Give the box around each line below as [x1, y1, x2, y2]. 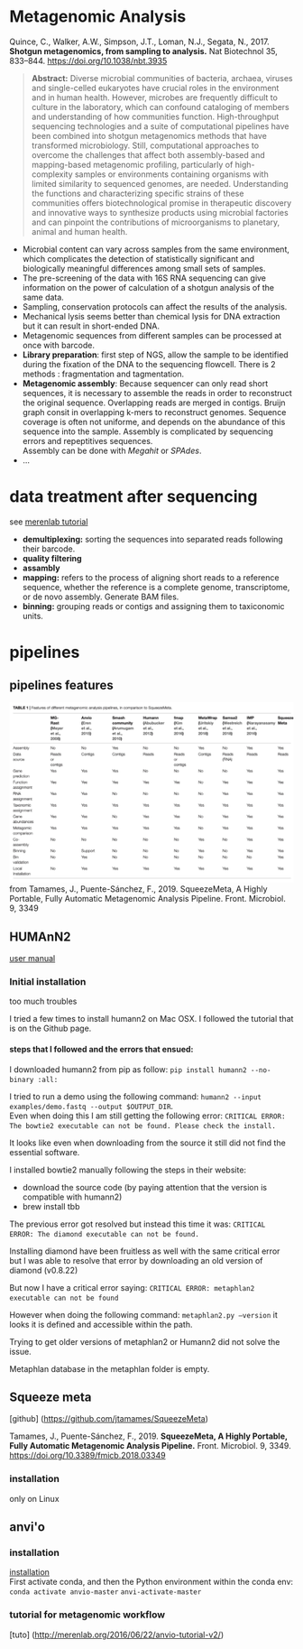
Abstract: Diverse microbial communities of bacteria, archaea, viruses [31, 72, 293, 83]
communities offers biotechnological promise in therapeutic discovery [31, 197, 292, 208]
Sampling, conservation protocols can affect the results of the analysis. [22, 301, 288, 312]
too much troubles [9, 996, 78, 1007]
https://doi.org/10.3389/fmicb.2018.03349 [9, 1450, 166, 1461]
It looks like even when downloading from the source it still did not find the [9, 1137, 286, 1148]
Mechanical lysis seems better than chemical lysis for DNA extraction [22, 310, 281, 321]
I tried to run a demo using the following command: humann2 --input [9, 1090, 262, 1102]
